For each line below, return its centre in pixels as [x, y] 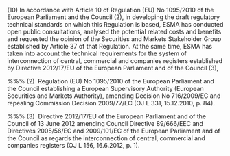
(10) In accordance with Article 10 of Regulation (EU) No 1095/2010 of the [111, 10]
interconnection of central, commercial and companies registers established [115, 61]
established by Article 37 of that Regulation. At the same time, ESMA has [110, 46]
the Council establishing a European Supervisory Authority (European [105, 89]
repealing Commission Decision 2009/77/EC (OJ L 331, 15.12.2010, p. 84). [111, 103]
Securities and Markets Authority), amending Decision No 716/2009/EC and [114, 96]
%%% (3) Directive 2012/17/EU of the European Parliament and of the [107, 116]
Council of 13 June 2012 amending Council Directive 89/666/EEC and [105, 123]
